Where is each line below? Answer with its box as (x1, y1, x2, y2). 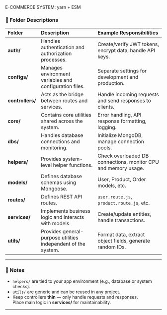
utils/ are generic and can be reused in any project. (12, 289, 121, 295)
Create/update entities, (97, 211, 152, 218)
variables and (40, 77, 73, 84)
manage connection (97, 138, 144, 145)
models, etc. (97, 182, 127, 189)
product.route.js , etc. (97, 199, 150, 206)
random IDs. (97, 244, 126, 251)
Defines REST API (40, 193, 83, 200)
